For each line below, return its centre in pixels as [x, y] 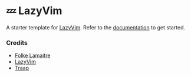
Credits [17, 42]
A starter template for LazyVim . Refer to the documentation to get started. [96, 27]
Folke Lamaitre [32, 56]
